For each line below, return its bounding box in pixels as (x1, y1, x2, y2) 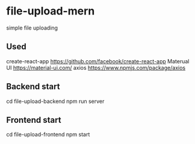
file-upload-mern (6, 4, 95, 18)
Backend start (6, 81, 60, 92)
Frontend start (6, 114, 61, 125)
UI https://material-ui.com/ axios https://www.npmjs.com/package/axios (6, 64, 185, 71)
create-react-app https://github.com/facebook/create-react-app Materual (6, 57, 190, 64)
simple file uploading (6, 24, 58, 31)
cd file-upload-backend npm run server (6, 98, 105, 105)
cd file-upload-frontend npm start (6, 131, 90, 138)
